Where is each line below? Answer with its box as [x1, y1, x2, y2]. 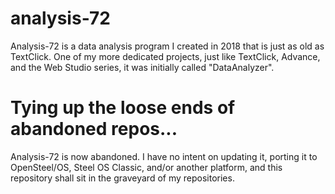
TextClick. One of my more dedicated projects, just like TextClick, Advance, [10, 50, 321, 62]
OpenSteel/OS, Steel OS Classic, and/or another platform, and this [10, 161, 283, 173]
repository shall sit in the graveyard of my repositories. [10, 172, 235, 184]
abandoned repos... [10, 118, 178, 141]
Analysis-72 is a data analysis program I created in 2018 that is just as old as [10, 40, 325, 52]
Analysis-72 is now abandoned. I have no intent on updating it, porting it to [10, 150, 318, 162]
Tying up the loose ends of [10, 97, 236, 119]
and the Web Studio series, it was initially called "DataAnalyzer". [10, 61, 275, 73]
